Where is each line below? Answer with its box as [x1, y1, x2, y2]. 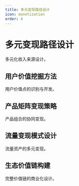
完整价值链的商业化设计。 [5, 175, 57, 181]
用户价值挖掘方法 [5, 72, 57, 80]
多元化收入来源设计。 [5, 56, 48, 62]
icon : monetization [5, 12, 45, 17]
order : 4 [5, 16, 23, 21]
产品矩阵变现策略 [5, 102, 57, 110]
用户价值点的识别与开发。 [5, 86, 57, 92]
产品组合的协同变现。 [5, 116, 48, 122]
